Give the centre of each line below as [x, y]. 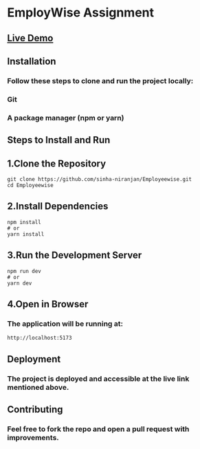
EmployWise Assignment [81, 13]
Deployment [34, 359]
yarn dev [20, 283]
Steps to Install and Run [59, 140]
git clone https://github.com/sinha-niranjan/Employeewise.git [100, 179]
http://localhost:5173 [40, 338]
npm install [24, 222]
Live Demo [30, 38]
